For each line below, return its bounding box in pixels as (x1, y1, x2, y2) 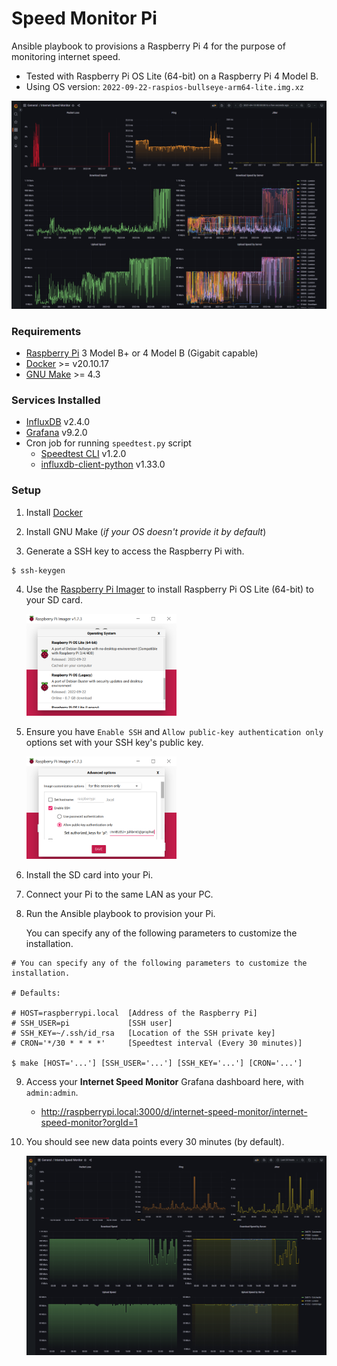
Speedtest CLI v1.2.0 (40, 448, 127, 460)
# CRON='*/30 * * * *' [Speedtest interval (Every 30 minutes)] (11, 1038, 303, 1049)
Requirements (11, 324, 82, 338)
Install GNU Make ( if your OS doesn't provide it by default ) (25, 525, 267, 537)
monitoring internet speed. (11, 50, 121, 62)
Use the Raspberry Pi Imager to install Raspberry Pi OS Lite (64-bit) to (25, 583, 314, 595)
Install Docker (25, 506, 83, 518)
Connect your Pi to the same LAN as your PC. (25, 888, 214, 901)
